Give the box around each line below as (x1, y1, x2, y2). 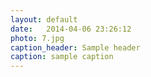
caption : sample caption (10, 52, 114, 62)
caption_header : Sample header (10, 42, 141, 53)
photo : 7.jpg (10, 33, 65, 43)
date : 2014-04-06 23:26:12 (10, 24, 132, 34)
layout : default (10, 14, 78, 25)
